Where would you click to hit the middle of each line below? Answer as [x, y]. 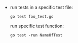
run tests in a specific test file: [42, 7]
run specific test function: [37, 26]
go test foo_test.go [32, 17]
